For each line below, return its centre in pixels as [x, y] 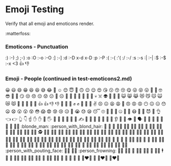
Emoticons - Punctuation [37, 46]
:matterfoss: [18, 33]
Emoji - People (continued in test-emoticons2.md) [69, 79]
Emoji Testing [35, 9]
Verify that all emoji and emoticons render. [50, 23]
